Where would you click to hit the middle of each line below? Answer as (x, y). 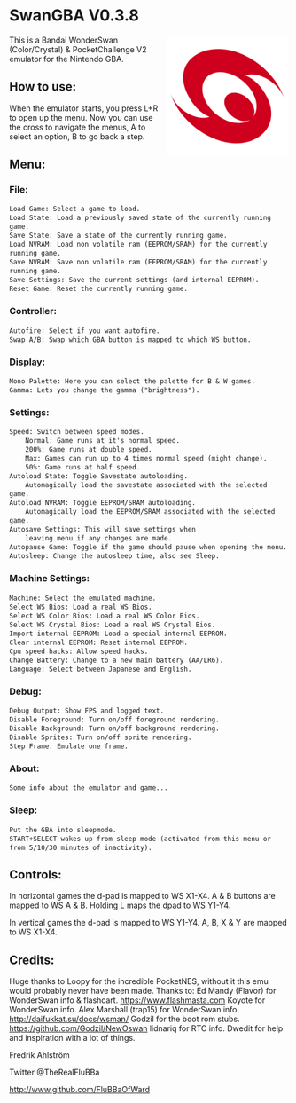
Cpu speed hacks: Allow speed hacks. (79, 651)
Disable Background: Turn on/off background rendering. (114, 729)
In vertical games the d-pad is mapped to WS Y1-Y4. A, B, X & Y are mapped (148, 923)
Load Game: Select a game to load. (75, 209)
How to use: (43, 87)
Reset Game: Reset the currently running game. (99, 289)
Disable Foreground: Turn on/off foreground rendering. (114, 720)
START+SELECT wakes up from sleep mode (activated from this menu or (140, 839)
